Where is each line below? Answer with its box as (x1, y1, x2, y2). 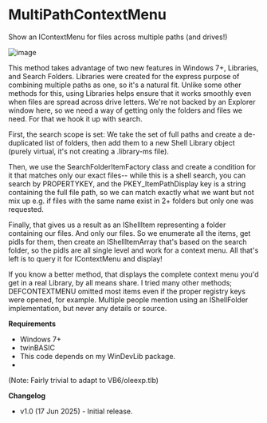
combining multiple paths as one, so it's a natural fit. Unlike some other (8, 80, 241, 90)
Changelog (8, 390, 46, 401)
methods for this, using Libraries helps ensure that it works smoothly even (8, 88, 252, 98)
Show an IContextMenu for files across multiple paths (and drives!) (8, 32, 228, 42)
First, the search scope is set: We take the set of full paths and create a (8, 130, 242, 139)
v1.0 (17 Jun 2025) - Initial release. (19, 406, 133, 416)
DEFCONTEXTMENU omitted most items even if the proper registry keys (8, 286, 245, 296)
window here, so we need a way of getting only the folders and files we (8, 106, 243, 115)
